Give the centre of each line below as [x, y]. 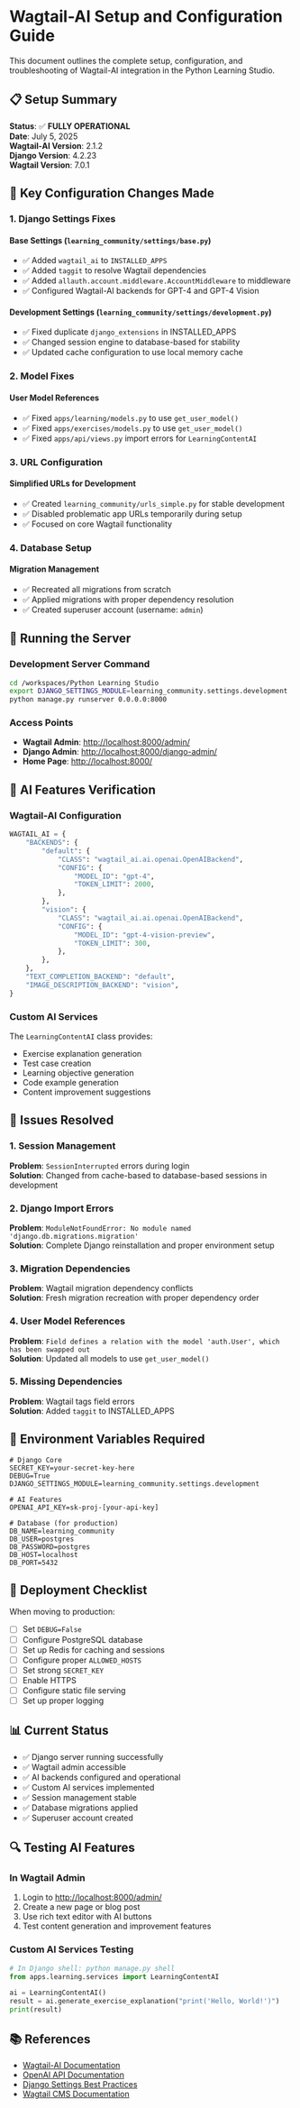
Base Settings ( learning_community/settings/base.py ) [110, 240]
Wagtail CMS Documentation [76, 2094]
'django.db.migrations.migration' [74, 1236]
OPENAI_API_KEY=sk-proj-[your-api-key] [84, 1508]
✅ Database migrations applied [80, 1807]
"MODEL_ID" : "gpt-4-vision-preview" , [145, 935]
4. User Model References [68, 1321]
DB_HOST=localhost [44, 1554]
